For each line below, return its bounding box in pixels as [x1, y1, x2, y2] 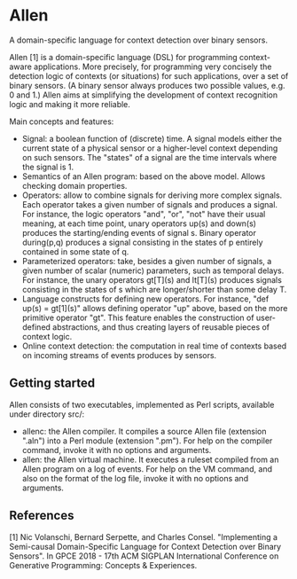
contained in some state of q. [21, 246, 129, 257]
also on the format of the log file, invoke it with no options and [21, 473, 249, 483]
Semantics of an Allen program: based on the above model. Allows [21, 170, 266, 182]
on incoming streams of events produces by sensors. [21, 349, 217, 360]
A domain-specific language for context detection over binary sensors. [9, 35, 269, 45]
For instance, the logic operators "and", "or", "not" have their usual [21, 208, 266, 219]
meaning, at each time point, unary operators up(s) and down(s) [21, 218, 257, 229]
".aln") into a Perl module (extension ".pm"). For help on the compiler [21, 435, 273, 446]
